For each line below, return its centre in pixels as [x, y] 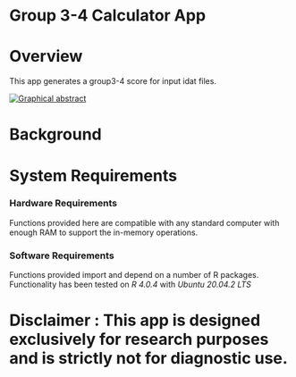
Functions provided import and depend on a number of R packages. [134, 275]
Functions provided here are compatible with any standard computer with [144, 222]
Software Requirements [62, 256]
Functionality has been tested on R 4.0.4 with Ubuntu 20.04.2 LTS [131, 285]
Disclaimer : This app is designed [135, 320]
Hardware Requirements [63, 204]
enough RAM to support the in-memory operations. [104, 232]
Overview [46, 57]
